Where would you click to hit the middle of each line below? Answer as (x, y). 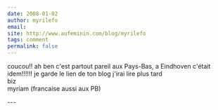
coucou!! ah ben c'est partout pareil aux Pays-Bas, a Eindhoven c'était (109, 66)
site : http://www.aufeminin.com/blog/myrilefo (77, 33)
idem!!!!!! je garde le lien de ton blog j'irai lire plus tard (85, 74)
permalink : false (33, 46)
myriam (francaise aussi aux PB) (54, 89)
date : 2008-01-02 (33, 14)
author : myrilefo (33, 20)
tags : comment (28, 40)
